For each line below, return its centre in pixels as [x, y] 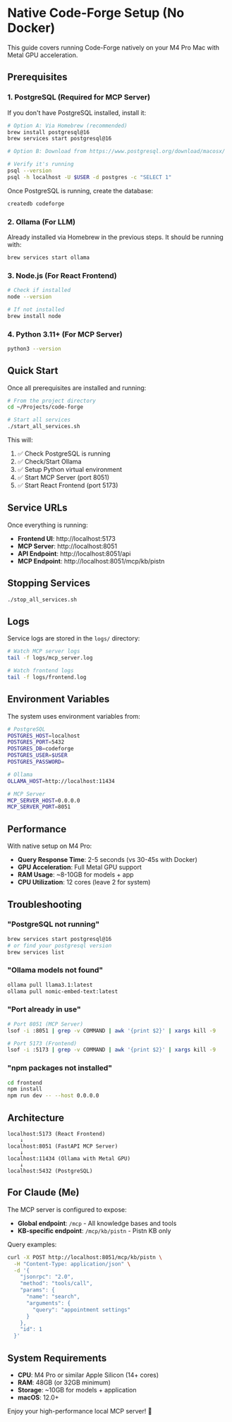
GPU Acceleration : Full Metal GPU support [80, 867]
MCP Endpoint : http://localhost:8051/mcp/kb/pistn [91, 561]
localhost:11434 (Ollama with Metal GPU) [69, 1159]
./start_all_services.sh [44, 427]
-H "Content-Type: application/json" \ [72, 1264]
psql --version [30, 171]
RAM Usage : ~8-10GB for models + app [75, 875]
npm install [25, 1089]
